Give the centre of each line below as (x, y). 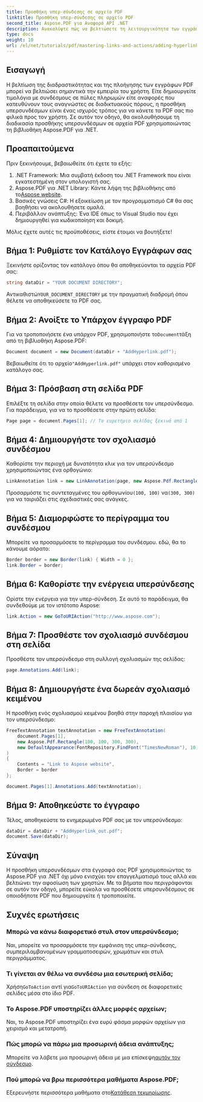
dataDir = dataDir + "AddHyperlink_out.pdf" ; (64, 831)
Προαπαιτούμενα (40, 149)
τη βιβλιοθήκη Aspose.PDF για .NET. (52, 129)
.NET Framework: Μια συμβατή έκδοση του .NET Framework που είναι (103, 175)
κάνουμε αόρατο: (28, 549)
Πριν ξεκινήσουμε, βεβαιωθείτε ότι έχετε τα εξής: (69, 163)
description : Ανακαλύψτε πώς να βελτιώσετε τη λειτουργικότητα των (93, 29)
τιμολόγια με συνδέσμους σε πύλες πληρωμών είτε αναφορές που (91, 97)
